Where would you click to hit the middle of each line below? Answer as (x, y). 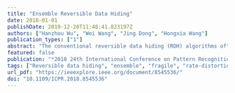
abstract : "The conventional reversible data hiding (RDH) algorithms (112, 46)
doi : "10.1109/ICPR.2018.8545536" (58, 79)
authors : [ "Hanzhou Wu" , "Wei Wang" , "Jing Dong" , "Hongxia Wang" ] (108, 33)
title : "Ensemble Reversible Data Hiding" (70, 14)
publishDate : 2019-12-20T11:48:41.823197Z (70, 27)
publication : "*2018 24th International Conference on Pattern (101, 59)
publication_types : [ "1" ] (45, 40)
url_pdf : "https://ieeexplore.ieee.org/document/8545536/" (95, 72)
